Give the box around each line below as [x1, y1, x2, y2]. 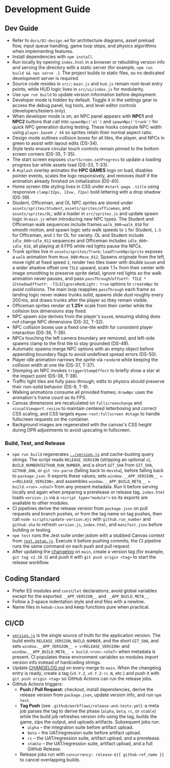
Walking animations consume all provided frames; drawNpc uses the [12, 389, 153, 395]
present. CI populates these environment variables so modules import [12, 653, 159, 660]
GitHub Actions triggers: [12, 681, 63, 687]
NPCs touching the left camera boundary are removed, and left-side [12, 335, 155, 341]
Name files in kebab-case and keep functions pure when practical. [12, 604, 150, 610]
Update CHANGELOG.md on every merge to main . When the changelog [12, 665, 161, 671]
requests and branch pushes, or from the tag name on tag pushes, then [12, 511, 162, 517]
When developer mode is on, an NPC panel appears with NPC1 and [12, 113, 153, 119]
